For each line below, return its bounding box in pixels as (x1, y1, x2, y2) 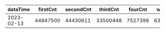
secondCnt (65, 6, 92, 12)
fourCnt (128, 6, 147, 12)
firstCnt (38, 6, 57, 12)
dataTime (7, 6, 30, 12)
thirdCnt (99, 6, 119, 12)
